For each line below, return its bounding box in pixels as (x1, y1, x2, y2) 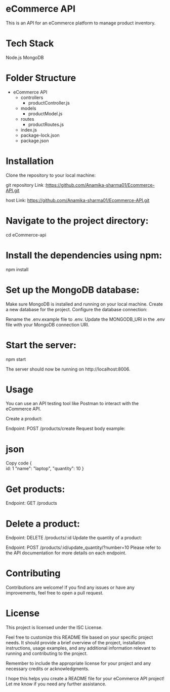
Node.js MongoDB (6, 54, 44, 60)
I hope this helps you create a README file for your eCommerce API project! (6, 676, 165, 682)
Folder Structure (6, 72, 76, 84)
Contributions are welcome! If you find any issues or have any (6, 584, 135, 590)
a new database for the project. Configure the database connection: (6, 306, 148, 312)
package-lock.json (20, 132, 60, 138)
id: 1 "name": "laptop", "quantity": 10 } (6, 466, 84, 472)
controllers (20, 94, 44, 101)
